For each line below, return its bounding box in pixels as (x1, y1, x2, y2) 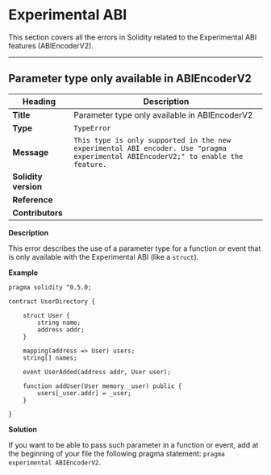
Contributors (12, 207, 63, 219)
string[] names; (23, 353, 78, 362)
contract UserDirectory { (8, 297, 95, 306)
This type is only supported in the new (73, 135, 231, 144)
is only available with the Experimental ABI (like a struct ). (8, 252, 199, 261)
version (12, 181, 43, 192)
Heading (23, 95, 56, 106)
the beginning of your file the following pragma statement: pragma (8, 448, 226, 458)
